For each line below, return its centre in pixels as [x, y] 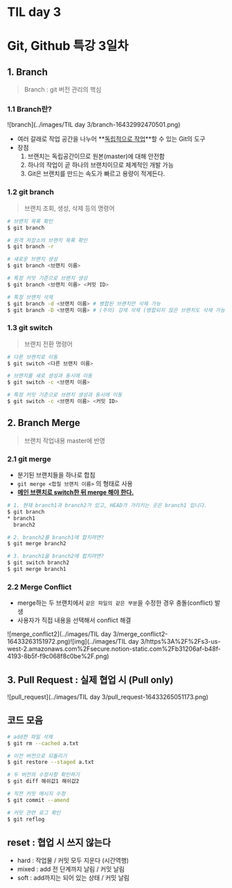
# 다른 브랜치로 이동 [33, 357]
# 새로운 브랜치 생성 [33, 259]
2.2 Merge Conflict [39, 587]
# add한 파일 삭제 [30, 737]
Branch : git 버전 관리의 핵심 [63, 89]
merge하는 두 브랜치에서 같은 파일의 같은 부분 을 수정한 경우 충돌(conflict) [115, 603]
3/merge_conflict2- [141, 634]
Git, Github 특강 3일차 [68, 46]
